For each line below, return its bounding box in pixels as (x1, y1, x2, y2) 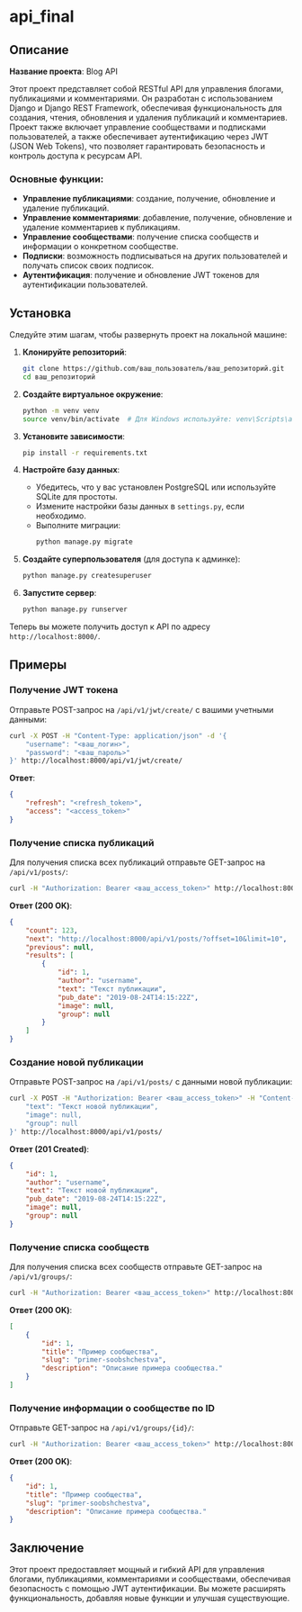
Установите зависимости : (22, 430, 126, 442)
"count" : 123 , (25, 925, 78, 935)
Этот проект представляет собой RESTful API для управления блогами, (9, 84, 284, 94)
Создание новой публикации (9, 1056, 144, 1068)
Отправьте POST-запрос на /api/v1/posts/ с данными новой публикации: (9, 1076, 293, 1087)
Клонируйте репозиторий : (22, 347, 128, 357)
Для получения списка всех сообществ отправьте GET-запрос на (9, 1262, 262, 1273)
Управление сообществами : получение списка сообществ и (22, 231, 259, 242)
